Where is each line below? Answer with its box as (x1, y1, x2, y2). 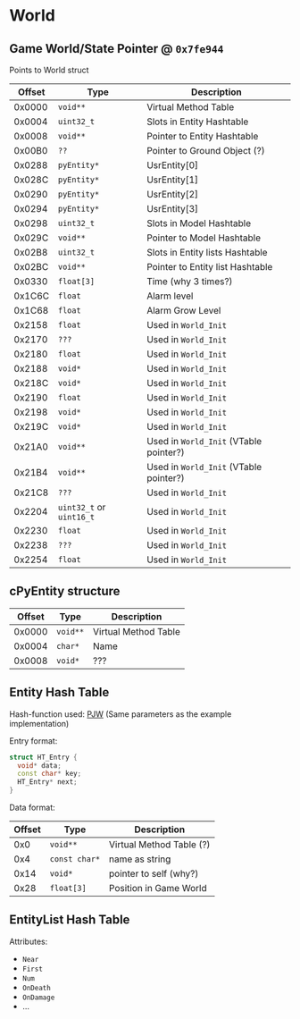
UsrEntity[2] (146, 189, 199, 200)
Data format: (9, 802, 55, 813)
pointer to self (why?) (108, 868, 199, 880)
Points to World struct (9, 64, 89, 75)
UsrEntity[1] (146, 173, 199, 186)
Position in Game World (108, 882, 207, 894)
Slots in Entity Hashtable (146, 115, 249, 128)
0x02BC (13, 261, 49, 273)
